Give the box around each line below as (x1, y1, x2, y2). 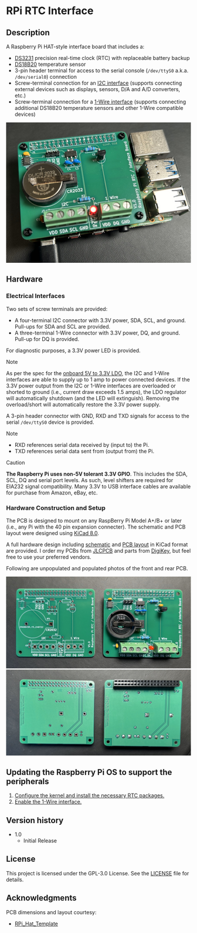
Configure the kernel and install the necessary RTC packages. (14, 792, 165, 799)
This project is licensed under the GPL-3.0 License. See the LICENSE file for (6, 870, 189, 877)
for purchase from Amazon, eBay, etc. (6, 489, 98, 496)
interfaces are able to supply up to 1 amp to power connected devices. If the (6, 376, 191, 383)
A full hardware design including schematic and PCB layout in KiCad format (6, 541, 188, 548)
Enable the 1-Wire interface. (14, 798, 82, 805)
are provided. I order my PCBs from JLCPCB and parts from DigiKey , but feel (6, 547, 191, 554)
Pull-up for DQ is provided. (14, 335, 80, 342)
